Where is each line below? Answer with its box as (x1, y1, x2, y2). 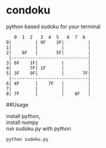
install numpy (6, 119, 39, 126)
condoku (6, 4, 51, 17)
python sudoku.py (6, 136, 49, 142)
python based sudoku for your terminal (6, 23, 101, 30)
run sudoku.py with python (6, 125, 72, 132)
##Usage (6, 101, 29, 108)
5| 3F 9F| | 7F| (6, 70, 91, 76)
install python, (6, 112, 41, 119)
